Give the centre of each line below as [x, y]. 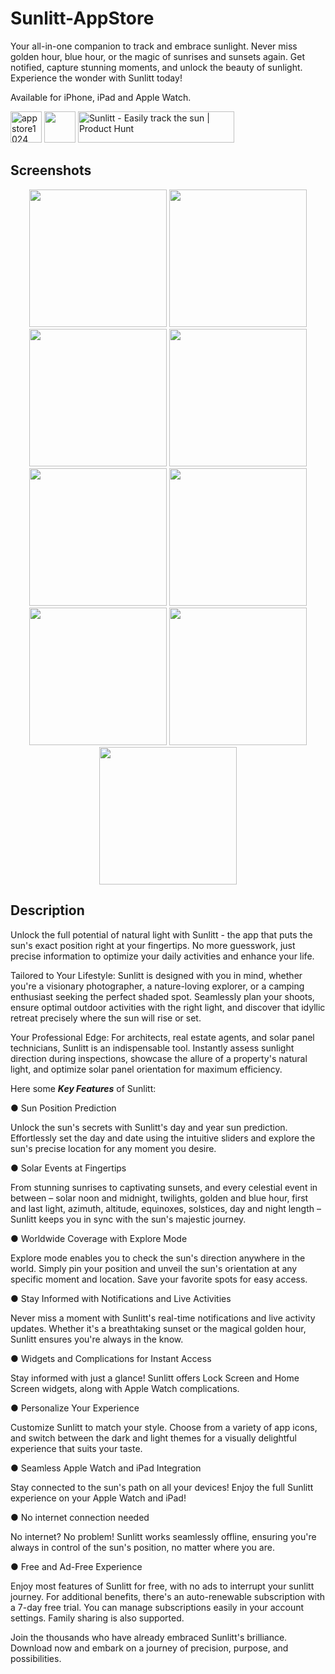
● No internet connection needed [80, 1517]
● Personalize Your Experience [75, 1408]
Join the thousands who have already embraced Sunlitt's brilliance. [149, 1637]
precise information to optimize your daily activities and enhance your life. [162, 956]
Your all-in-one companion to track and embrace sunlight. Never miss [154, 46]
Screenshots [51, 170]
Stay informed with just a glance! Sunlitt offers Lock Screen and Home [155, 1378]
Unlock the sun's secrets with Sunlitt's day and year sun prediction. [149, 1127]
